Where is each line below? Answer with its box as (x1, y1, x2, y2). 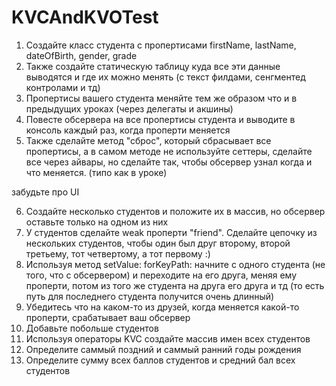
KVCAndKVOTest (11, 6, 159, 29)
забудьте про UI (11, 186, 80, 198)
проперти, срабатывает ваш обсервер (25, 311, 191, 323)
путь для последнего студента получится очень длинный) (25, 290, 275, 302)
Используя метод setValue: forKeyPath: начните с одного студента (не (25, 258, 326, 270)
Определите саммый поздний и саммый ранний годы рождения (25, 343, 302, 355)
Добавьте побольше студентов (25, 322, 159, 334)
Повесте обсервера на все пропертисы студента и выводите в (25, 113, 296, 125)
